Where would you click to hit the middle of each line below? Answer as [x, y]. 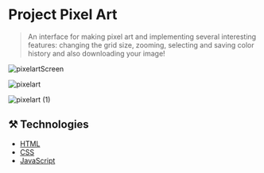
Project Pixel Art [63, 15]
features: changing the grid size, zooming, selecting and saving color [141, 44]
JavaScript [37, 160]
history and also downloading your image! [96, 53]
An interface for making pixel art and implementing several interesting [142, 37]
